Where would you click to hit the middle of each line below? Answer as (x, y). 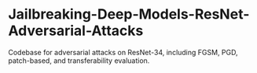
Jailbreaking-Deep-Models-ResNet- (129, 14)
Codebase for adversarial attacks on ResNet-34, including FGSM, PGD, (123, 52)
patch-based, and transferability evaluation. (79, 61)
